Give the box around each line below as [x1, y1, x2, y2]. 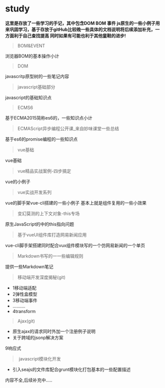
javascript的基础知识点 [5, 94, 52, 100]
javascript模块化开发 [18, 355, 61, 361]
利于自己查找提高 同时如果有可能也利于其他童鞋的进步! [13, 32, 126, 38]
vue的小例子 [5, 178, 31, 184]
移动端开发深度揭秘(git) [17, 274, 66, 280]
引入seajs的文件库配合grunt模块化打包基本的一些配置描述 [12, 366, 131, 372]
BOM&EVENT [17, 42, 45, 48]
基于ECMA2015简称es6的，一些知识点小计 [5, 114, 92, 120]
